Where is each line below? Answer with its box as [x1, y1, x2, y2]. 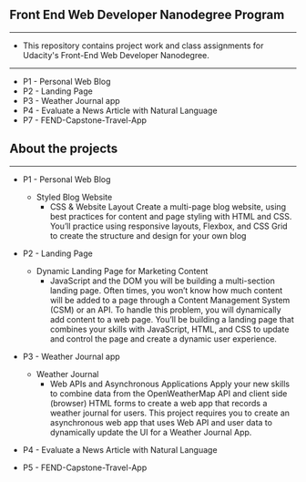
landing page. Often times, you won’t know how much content [49, 284, 283, 295]
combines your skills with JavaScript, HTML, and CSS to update [49, 323, 290, 334]
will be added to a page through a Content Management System [49, 294, 291, 305]
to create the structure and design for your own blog [49, 230, 247, 241]
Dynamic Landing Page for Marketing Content [36, 265, 209, 276]
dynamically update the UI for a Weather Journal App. [49, 426, 252, 437]
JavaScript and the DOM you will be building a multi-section [49, 275, 275, 286]
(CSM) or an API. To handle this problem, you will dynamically [49, 304, 281, 315]
